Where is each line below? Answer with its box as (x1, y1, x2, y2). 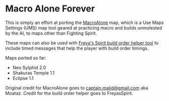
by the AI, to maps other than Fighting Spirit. (5, 30, 97, 36)
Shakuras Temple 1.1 (12, 69, 54, 75)
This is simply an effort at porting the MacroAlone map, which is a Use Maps (5, 19, 164, 25)
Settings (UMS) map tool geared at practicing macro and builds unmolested (5, 24, 162, 30)
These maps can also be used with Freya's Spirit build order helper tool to (5, 39, 159, 45)
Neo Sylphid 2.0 (12, 64, 46, 70)
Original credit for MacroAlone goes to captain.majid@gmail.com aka (5, 84, 148, 90)
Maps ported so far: (5, 54, 46, 60)
